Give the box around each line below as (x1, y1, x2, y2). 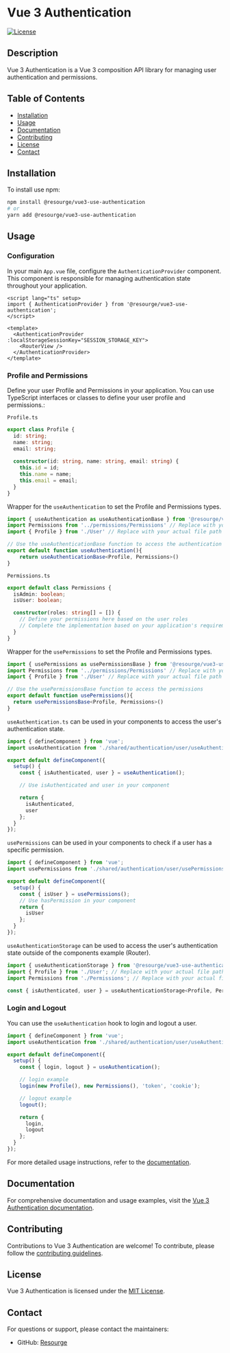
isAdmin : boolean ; (13, 590, 66, 598)
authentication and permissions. (7, 73, 98, 81)
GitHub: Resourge (16, 1339, 68, 1347)
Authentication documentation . (7, 1203, 94, 1212)
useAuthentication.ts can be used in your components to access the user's (7, 717, 222, 726)
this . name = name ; (19, 471, 72, 478)
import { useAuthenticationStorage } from (7, 962, 130, 969)
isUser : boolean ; (13, 597, 63, 604)
